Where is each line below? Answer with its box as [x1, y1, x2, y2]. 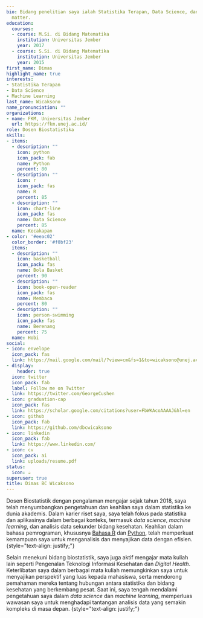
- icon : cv [6, 447, 34, 453]
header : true [17, 368, 50, 375]
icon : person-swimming [17, 312, 74, 318]
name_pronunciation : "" [6, 104, 66, 111]
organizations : [6, 110, 45, 116]
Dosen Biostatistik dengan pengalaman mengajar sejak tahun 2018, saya [6, 497, 187, 504]
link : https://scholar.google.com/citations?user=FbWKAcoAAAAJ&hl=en [11, 408, 190, 414]
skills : [6, 132, 26, 139]
